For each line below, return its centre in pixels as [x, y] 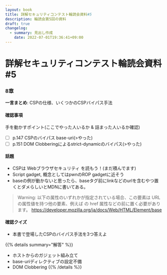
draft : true [17, 24]
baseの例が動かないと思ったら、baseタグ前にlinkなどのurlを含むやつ [83, 181]
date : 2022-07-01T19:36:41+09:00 [49, 38]
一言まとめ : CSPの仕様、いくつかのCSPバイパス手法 [59, 103]
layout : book [19, 10]
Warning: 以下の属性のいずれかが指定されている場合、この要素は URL [89, 197]
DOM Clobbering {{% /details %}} [47, 267]
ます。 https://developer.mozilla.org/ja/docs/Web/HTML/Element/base [89, 210]
